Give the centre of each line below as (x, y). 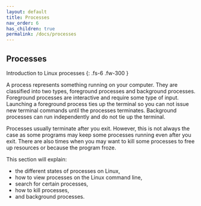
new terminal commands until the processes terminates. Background (91, 110)
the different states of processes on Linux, (67, 171)
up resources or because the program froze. (61, 148)
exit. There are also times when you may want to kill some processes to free (100, 141)
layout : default (26, 12)
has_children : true (31, 29)
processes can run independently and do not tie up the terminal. (86, 117)
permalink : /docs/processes (42, 34)
